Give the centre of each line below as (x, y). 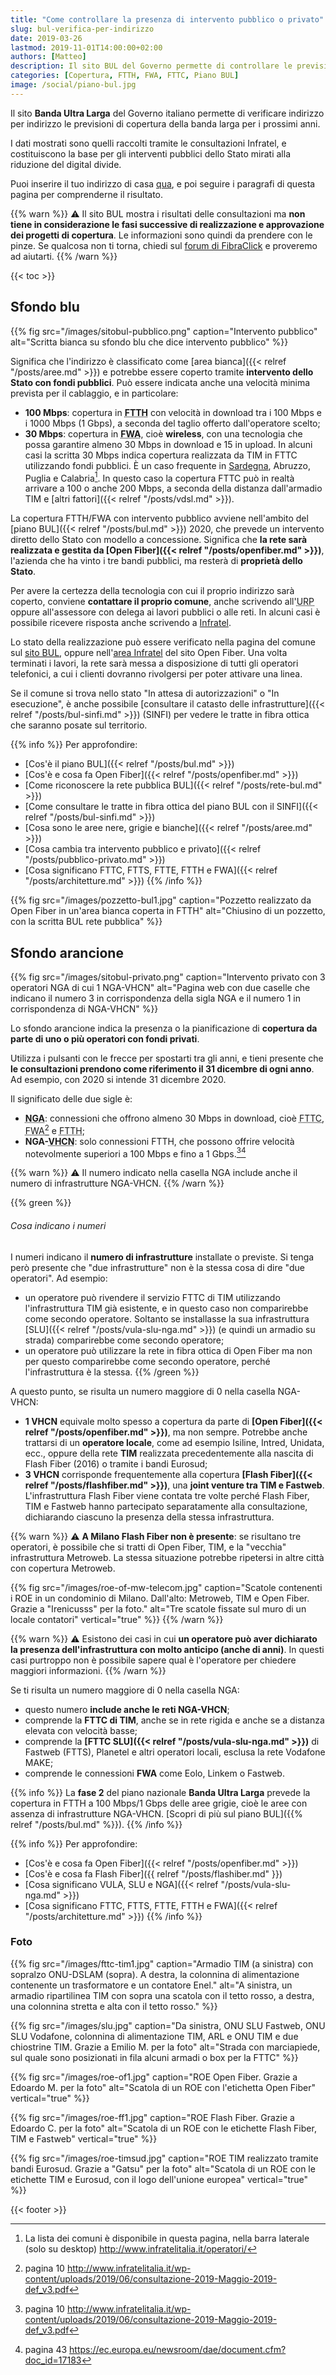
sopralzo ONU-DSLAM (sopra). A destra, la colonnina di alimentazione (155, 1974)
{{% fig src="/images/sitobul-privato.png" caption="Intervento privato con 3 (168, 977)
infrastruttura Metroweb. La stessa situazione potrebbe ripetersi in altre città (167, 1557)
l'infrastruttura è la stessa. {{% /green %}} (112, 1372)
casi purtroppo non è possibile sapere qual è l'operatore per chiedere (153, 1660)
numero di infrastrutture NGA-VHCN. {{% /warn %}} (117, 1183)
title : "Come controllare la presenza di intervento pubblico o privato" (167, 19)
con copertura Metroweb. (63, 1568)
